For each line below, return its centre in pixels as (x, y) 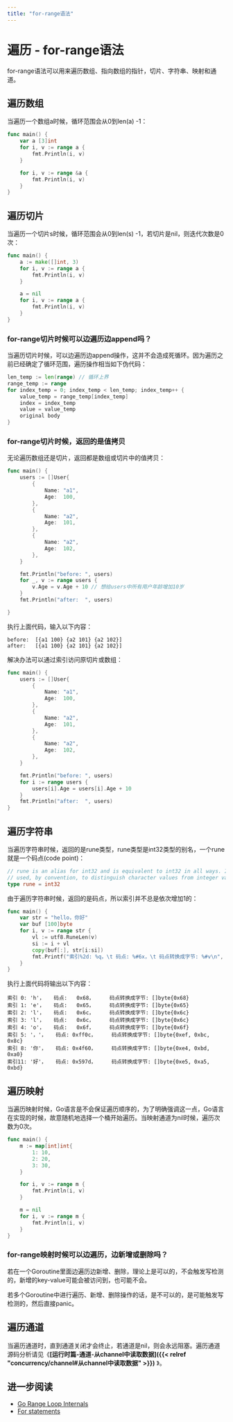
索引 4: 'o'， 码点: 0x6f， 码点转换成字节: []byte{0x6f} (98, 1028)
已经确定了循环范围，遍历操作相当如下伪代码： (80, 364)
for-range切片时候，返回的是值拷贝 (67, 442)
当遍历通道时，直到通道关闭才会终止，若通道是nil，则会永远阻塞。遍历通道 (114, 1346)
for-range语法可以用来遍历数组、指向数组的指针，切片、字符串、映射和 (109, 71)
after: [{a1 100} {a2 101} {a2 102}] (65, 646)
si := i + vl (51, 943)
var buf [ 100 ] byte (46, 925)
